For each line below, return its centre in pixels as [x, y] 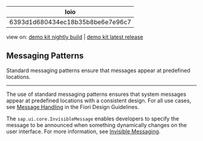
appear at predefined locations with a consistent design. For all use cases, [99, 100]
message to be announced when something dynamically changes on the [97, 125]
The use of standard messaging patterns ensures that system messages [96, 94]
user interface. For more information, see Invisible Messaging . [83, 131]
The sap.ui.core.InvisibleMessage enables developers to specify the [93, 118]
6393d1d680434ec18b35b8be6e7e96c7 [70, 22]
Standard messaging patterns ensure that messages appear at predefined [98, 70]
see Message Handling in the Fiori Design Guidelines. [73, 107]
